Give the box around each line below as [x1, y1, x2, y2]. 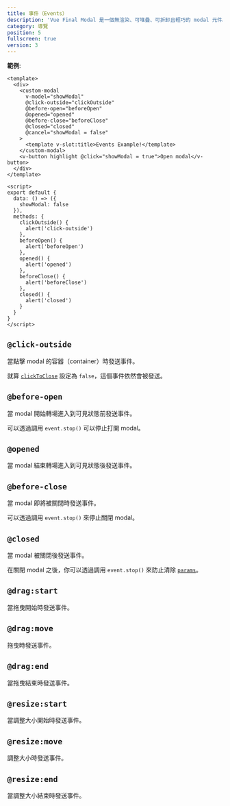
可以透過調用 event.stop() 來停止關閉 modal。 [7, 513, 139, 522]
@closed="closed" [25, 123, 75, 130]
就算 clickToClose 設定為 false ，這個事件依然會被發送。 [7, 371, 166, 380]
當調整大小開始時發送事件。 [7, 716, 86, 724]
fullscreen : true [7, 36, 57, 42]
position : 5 [7, 29, 41, 36]
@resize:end [7, 774, 58, 784]
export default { [7, 189, 57, 196]
